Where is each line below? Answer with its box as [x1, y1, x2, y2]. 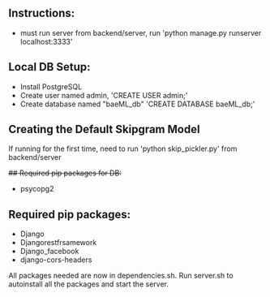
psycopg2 [19, 184, 54, 194]
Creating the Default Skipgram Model [8, 123, 200, 136]
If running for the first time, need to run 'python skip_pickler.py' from [8, 144, 238, 153]
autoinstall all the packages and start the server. [8, 279, 169, 289]
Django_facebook [19, 247, 79, 256]
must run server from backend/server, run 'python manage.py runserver [19, 28, 262, 37]
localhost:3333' [19, 37, 73, 46]
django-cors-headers [19, 255, 92, 265]
